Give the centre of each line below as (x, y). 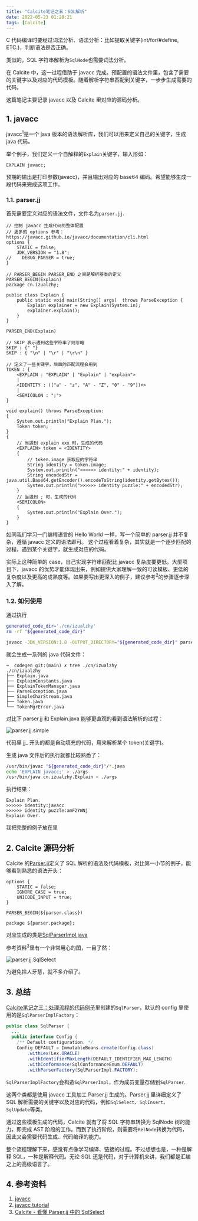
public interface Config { (44, 1037)
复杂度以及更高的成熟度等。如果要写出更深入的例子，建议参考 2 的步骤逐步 (95, 576)
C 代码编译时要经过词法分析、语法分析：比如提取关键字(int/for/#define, (93, 40)
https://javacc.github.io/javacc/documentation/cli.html (77, 237)
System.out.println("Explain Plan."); (64, 422)
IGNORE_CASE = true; (42, 892)
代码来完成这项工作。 (37, 184)
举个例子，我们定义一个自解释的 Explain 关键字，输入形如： (77, 154)
